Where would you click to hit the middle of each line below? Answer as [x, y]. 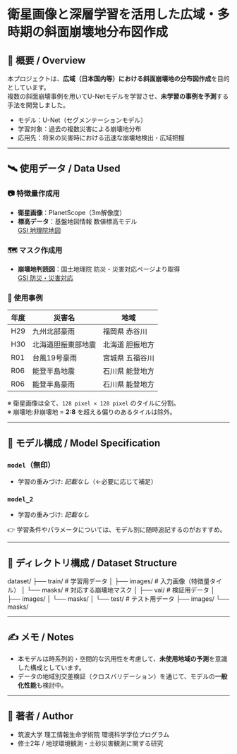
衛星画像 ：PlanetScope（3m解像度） [72, 212]
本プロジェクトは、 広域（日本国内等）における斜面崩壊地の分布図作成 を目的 [119, 79]
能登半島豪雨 [54, 384]
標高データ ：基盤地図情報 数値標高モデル [77, 221]
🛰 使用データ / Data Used [64, 169]
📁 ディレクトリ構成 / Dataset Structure [92, 563]
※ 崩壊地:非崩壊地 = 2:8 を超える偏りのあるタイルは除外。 [92, 412]
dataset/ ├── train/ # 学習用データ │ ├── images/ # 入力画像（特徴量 [109, 581]
